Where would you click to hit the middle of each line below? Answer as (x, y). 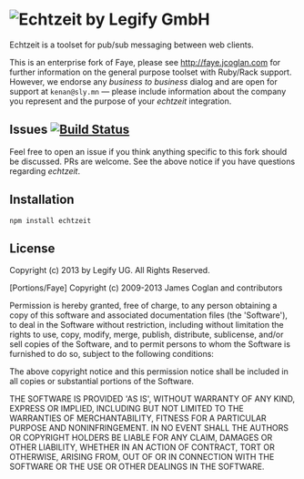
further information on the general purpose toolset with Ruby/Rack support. (151, 72)
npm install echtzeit (51, 220)
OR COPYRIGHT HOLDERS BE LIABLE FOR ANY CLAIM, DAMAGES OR (141, 438)
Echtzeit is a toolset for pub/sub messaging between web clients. (132, 45)
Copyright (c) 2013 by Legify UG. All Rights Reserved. (110, 270)
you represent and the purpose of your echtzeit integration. (121, 101)
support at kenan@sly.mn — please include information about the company (148, 91)
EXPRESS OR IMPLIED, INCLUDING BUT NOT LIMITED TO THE (127, 409)
